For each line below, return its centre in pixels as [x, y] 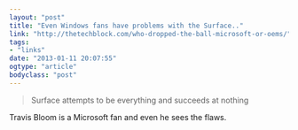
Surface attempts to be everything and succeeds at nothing [140, 100]
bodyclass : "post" [43, 75]
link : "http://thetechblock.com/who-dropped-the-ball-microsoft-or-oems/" [150, 34]
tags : [19, 42]
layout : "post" [37, 17]
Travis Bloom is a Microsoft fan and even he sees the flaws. [118, 117]
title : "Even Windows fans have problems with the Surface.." [126, 26]
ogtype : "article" [43, 67]
